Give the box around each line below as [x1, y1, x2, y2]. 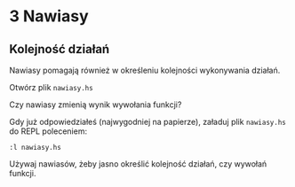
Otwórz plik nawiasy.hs [9, 82, 93, 92]
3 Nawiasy [9, 6, 89, 27]
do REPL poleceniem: [9, 126, 87, 136]
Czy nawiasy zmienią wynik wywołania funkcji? [9, 99, 182, 110]
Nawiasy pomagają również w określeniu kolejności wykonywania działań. [9, 65, 281, 75]
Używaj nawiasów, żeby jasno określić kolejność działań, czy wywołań [9, 159, 267, 169]
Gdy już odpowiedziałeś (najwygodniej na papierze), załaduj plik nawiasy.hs [9, 117, 286, 127]
